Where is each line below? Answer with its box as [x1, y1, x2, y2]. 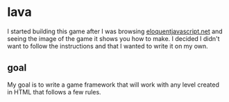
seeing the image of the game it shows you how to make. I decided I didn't [7, 34, 220, 42]
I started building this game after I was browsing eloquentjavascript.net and [7, 27, 223, 35]
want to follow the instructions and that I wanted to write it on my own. [7, 42, 208, 50]
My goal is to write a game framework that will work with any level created [7, 80, 220, 89]
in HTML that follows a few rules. [7, 87, 102, 96]
